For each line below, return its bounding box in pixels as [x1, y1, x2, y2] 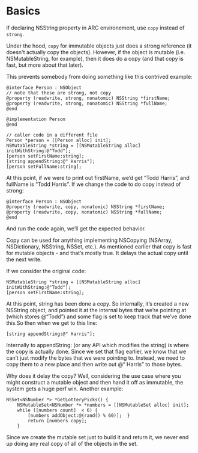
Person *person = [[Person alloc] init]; [6, 137, 112, 143]
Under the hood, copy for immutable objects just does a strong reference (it [6, 42, 192, 49]
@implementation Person [6, 116, 66, 122]
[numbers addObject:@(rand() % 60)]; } [28, 412, 130, 419]
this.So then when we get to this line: [6, 319, 98, 326]
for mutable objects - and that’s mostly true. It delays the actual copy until [6, 249, 188, 256]
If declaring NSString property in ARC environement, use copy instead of [6, 24, 185, 31]
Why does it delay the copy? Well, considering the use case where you [6, 372, 181, 380]
